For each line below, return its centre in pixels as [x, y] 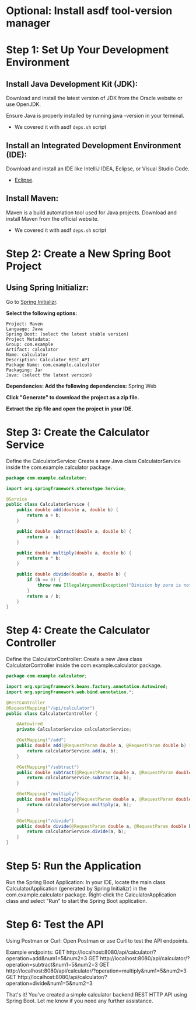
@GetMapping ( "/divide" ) [45, 821]
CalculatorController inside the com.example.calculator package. [84, 665]
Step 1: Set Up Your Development [87, 50]
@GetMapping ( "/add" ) [41, 740]
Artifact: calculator [32, 350]
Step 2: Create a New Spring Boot [88, 254]
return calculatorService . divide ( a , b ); [77, 832]
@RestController [26, 703]
